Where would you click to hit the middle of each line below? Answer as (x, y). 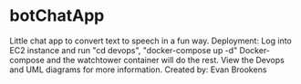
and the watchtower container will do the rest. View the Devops (166, 60)
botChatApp (57, 16)
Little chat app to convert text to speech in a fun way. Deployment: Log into (150, 41)
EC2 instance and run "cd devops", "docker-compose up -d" (124, 50)
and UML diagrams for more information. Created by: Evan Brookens (138, 70)
